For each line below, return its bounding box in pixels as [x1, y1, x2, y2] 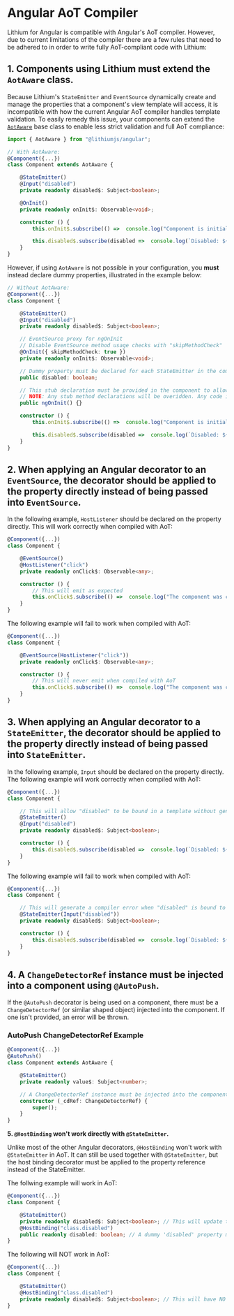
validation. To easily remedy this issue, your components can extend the [7, 115, 215, 123]
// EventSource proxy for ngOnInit [19, 335, 123, 343]
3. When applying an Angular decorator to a [7, 716, 201, 728]
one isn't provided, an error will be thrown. [7, 1013, 130, 1021]
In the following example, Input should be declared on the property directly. [7, 767, 224, 776]
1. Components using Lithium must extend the [7, 63, 210, 75]
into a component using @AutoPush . [7, 979, 159, 991]
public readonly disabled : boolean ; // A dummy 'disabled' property [19, 1231, 223, 1238]
